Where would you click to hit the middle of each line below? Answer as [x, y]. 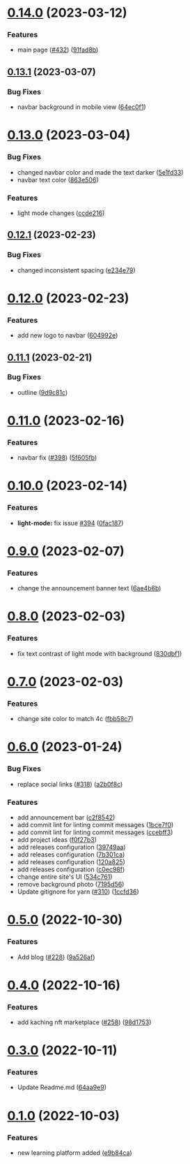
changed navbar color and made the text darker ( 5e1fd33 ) [100, 172]
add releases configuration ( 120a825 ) [71, 862]
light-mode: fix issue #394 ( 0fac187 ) [70, 523]
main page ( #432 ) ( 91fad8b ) [58, 50]
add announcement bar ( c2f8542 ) [66, 817]
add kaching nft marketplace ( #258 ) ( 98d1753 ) [84, 1022]
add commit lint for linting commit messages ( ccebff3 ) [95, 832]
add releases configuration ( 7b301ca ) [71, 854]
